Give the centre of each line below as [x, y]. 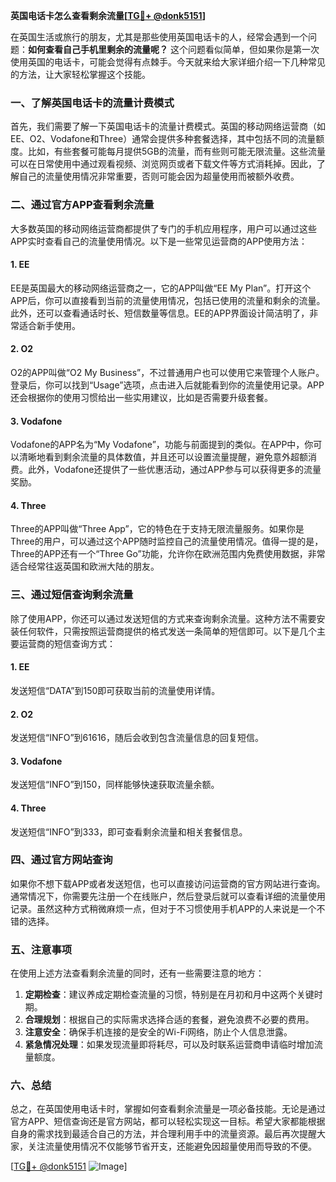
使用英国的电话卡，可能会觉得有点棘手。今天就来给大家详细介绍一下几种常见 [168, 62]
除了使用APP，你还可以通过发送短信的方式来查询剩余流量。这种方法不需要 [163, 618]
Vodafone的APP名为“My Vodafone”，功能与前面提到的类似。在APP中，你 [162, 445]
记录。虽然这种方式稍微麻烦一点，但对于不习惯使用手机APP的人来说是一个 [163, 908]
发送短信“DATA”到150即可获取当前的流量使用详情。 [115, 690]
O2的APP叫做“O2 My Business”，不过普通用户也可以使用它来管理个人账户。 [167, 372]
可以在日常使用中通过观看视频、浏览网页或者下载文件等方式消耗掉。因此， [163, 164]
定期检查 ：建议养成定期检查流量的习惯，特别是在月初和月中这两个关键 [169, 995]
